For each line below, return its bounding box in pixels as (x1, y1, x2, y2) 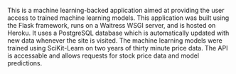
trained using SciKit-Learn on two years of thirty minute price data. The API (7, 44, 228, 52)
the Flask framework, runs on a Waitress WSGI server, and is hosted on (7, 21, 216, 29)
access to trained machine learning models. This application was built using (7, 14, 230, 22)
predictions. (7, 59, 43, 67)
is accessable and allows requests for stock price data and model (7, 51, 200, 60)
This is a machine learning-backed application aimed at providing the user (7, 6, 225, 14)
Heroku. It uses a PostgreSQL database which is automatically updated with (7, 28, 230, 37)
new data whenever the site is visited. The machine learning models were (7, 36, 222, 45)
